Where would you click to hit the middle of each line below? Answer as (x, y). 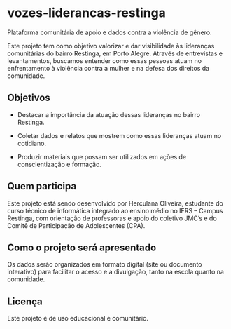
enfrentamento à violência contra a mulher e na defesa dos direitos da (108, 68)
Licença (25, 301)
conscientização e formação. (59, 164)
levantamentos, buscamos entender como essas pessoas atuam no (104, 60)
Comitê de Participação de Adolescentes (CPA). (76, 225)
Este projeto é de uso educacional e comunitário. (78, 318)
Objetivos (29, 98)
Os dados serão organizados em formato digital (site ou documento (105, 264)
